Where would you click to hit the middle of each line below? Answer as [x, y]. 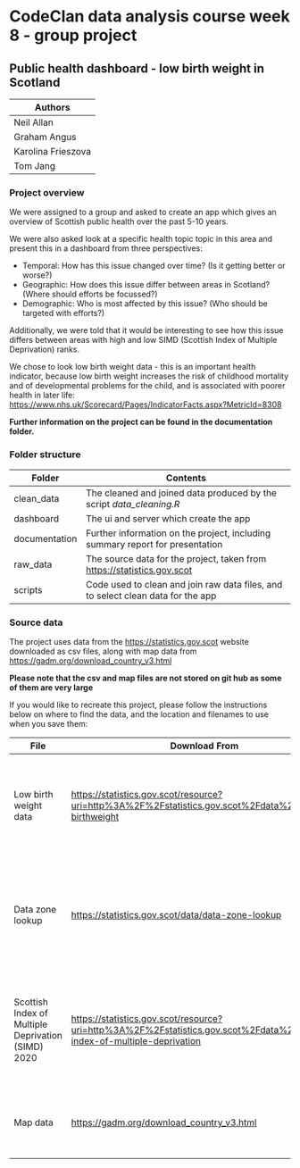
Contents [186, 478]
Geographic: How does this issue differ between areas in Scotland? [146, 285]
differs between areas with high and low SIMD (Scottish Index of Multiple [143, 340]
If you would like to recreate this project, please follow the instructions [138, 705]
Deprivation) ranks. [45, 349]
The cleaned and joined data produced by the [181, 493]
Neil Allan [33, 122]
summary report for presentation [154, 544]
